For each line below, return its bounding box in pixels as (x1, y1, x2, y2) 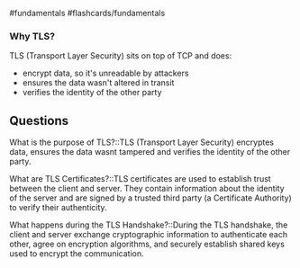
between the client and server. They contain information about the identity (9, 183, 286, 194)
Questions (9, 112, 69, 129)
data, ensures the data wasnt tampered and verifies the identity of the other (9, 147, 291, 157)
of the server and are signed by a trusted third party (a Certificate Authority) (9, 192, 293, 203)
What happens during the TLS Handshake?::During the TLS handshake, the (9, 219, 288, 230)
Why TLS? (9, 30, 56, 42)
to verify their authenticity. (9, 202, 107, 213)
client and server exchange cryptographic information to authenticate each (9, 229, 288, 240)
